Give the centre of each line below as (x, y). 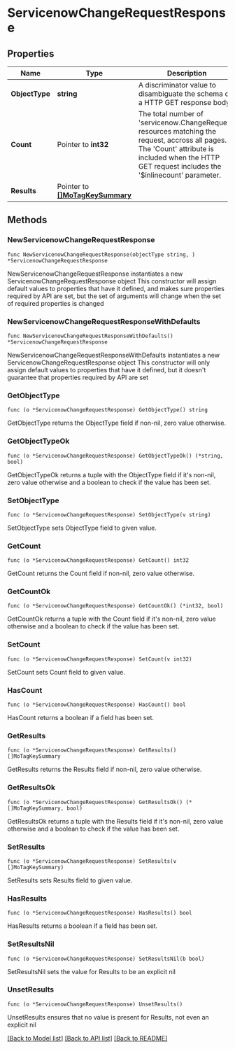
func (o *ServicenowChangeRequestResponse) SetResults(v (92, 861)
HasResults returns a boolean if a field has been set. (83, 926)
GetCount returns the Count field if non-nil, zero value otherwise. (101, 573)
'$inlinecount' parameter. (180, 175)
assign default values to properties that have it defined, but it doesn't (107, 369)
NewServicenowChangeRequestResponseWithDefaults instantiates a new (114, 355)
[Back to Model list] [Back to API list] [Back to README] (87, 1038)
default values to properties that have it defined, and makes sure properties (116, 288)
